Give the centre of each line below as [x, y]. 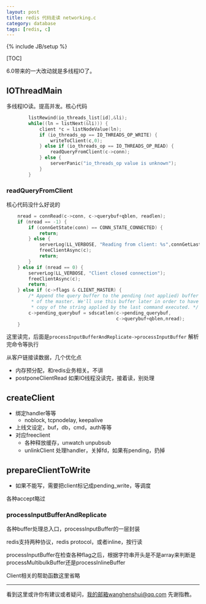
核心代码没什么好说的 [33, 204]
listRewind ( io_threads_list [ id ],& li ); [78, 118]
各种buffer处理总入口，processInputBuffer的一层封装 [73, 529]
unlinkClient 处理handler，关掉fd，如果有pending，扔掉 [95, 450]
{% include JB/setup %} [37, 47]
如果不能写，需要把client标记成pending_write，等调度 [83, 486]
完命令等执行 [22, 344]
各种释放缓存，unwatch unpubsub [68, 443]
